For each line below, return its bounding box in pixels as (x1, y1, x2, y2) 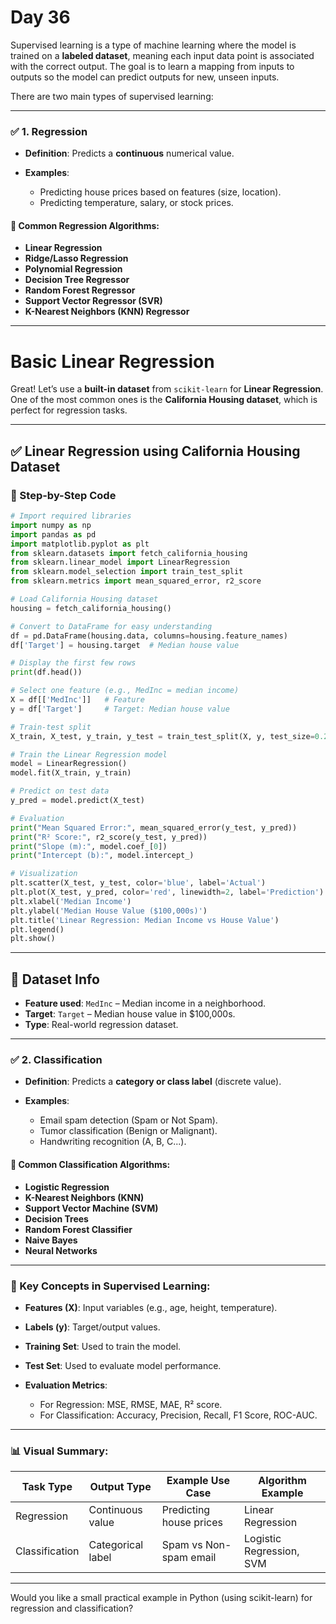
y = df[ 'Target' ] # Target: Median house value (10, 704, 230, 714)
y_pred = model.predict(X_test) (10, 796, 145, 806)
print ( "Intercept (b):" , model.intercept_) (10, 851, 195, 861)
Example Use (166, 1474, 231, 1488)
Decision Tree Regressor (24, 274, 130, 286)
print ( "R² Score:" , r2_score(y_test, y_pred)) (10, 832, 208, 842)
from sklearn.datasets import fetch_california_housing (10, 548, 248, 558)
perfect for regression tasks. (10, 404, 128, 416)
